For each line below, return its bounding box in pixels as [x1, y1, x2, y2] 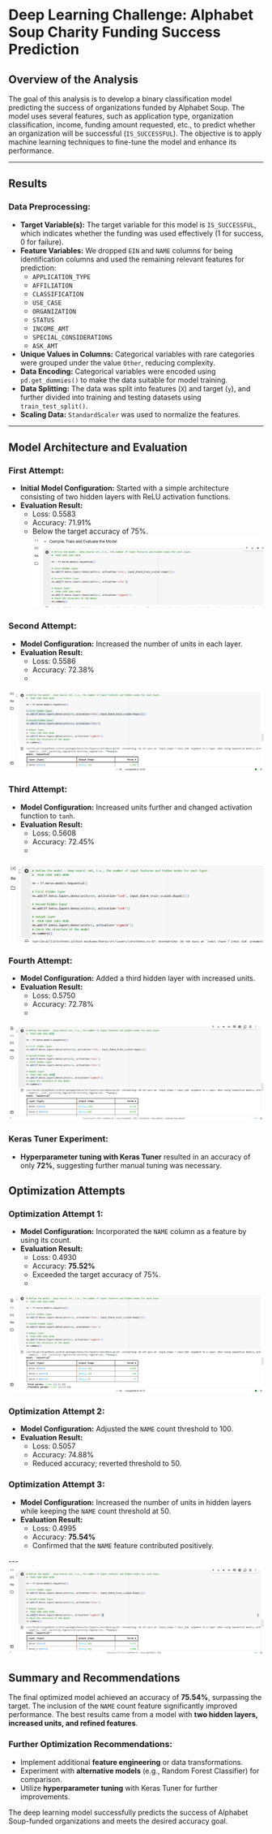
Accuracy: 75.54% [32, 1532, 96, 1542]
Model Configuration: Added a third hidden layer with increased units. [19, 973, 256, 983]
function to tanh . [19, 810, 75, 821]
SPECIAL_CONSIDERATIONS [32, 333, 113, 342]
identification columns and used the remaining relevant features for [19, 254, 245, 264]
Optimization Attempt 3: [8, 1479, 105, 1491]
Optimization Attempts [8, 1184, 125, 1197]
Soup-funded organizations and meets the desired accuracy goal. [8, 1816, 228, 1826]
